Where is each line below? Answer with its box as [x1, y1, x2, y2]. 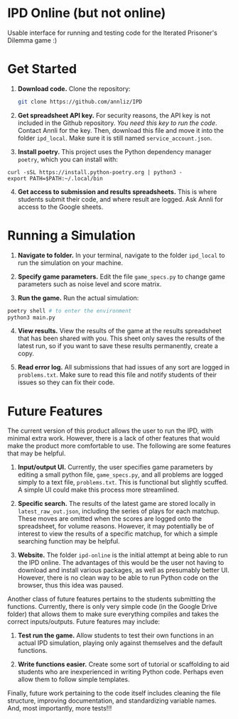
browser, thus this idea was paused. [17, 581, 124, 590]
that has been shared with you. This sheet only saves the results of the [17, 334, 225, 342]
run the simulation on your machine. [17, 258, 123, 267]
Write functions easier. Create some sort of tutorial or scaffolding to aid [17, 660, 229, 669]
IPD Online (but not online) [7, 5, 166, 21]
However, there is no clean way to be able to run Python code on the [17, 573, 219, 582]
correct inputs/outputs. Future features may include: [7, 617, 161, 626]
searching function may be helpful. [17, 537, 120, 546]
